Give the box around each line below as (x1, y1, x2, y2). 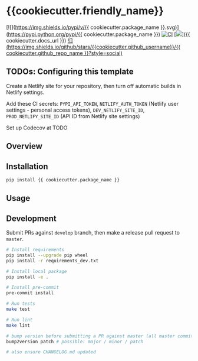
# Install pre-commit (6, 285, 60, 291)
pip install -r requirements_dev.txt (6, 258, 99, 264)
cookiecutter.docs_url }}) (6, 37, 67, 44)
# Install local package (6, 268, 67, 274)
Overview (6, 141, 43, 151)
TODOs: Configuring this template (6, 67, 134, 77)
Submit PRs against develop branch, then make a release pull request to (6, 229, 180, 236)
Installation (6, 161, 48, 171)
